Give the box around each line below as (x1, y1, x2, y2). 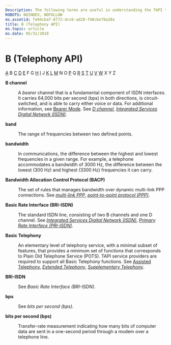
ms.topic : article (5, 26, 44, 32)
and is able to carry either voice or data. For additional (39, 100, 153, 106)
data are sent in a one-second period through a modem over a (18, 328, 149, 334)
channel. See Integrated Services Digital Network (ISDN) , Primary (18, 217, 156, 223)
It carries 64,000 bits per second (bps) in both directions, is (18, 95, 144, 101)
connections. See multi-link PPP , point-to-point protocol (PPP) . (18, 192, 150, 198)
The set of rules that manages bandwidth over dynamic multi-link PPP (18, 186, 165, 192)
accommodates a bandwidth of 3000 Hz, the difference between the (18, 161, 162, 167)
